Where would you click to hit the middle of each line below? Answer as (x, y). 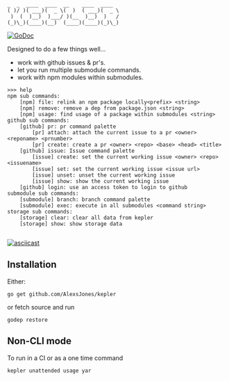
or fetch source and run (41, 307)
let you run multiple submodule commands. (79, 70)
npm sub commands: (34, 96)
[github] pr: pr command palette (68, 127)
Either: (17, 281)
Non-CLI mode (39, 341)
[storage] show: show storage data (71, 224)
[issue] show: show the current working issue (101, 181)
